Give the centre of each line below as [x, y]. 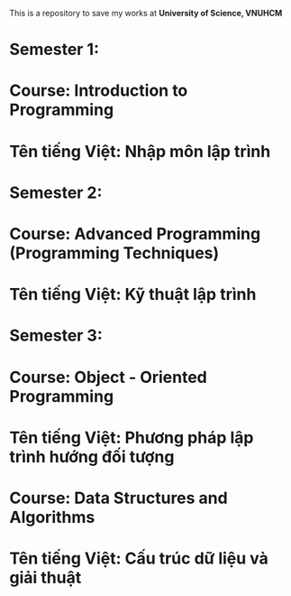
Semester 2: [56, 192]
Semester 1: [55, 50]
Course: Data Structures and [118, 498]
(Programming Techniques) [114, 253]
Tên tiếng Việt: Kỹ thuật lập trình [133, 295]
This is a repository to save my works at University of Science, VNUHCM [146, 13]
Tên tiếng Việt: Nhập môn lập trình [140, 151]
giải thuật [45, 578]
